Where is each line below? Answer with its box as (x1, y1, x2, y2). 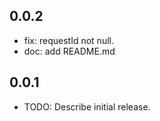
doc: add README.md (23, 45, 116, 57)
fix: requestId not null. (23, 34, 114, 46)
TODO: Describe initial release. (23, 100, 151, 113)
